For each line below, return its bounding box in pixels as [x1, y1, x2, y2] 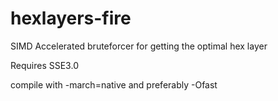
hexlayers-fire [10, 7, 132, 30]
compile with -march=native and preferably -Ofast [10, 78, 218, 91]
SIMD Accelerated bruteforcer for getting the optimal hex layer [10, 40, 268, 52]
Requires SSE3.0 [10, 59, 79, 71]
